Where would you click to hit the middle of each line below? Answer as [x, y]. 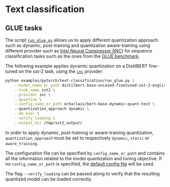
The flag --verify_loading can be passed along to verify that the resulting [83, 173]
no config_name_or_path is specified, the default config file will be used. [80, 164]
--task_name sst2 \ [35, 90]
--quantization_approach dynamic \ [52, 109]
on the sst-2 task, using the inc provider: [61, 71]
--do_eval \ [27, 114]
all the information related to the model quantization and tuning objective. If [83, 158]
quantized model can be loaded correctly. [49, 179]
